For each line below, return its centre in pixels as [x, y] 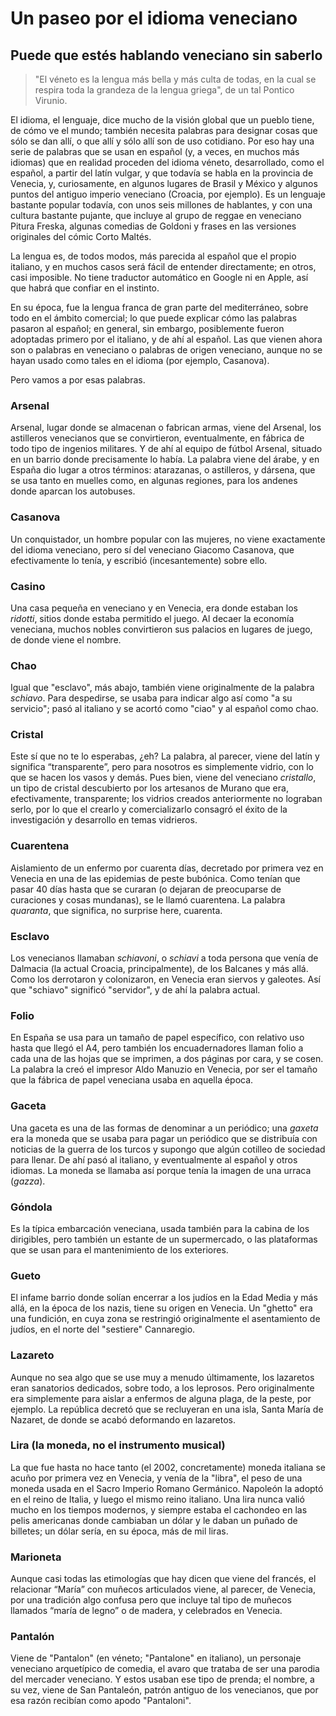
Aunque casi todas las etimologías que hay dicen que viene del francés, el [163, 1579]
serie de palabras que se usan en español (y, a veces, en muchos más [155, 151]
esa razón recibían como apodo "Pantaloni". [101, 1701]
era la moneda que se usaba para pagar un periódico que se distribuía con [164, 1138]
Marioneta [36, 1557]
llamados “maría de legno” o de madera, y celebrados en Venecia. [146, 1611]
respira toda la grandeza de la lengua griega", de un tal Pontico [164, 90]
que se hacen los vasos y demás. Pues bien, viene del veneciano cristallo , [163, 778]
